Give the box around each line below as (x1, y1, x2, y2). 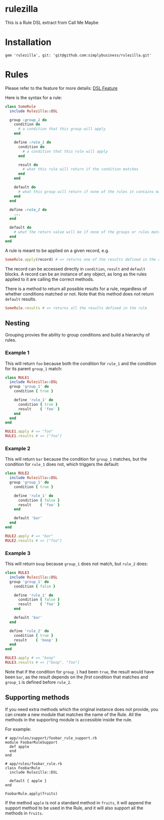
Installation (5, 37, 52, 48)
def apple (9, 744, 29, 749)
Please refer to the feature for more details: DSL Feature (5, 85, 118, 91)
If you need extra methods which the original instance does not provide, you (5, 706, 159, 712)
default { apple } (9, 778, 47, 783)
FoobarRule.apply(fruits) (5, 791, 58, 796)
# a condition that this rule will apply (22, 149, 108, 154)
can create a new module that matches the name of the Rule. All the (5, 712, 142, 717)
